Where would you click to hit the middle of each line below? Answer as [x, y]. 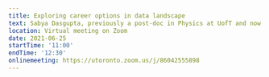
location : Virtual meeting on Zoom [68, 30]
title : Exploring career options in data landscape [97, 16]
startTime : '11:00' [41, 46]
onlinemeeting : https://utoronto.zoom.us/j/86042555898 [104, 61]
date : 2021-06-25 [37, 38]
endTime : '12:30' [37, 53]
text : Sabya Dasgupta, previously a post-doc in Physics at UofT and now [135, 23]
